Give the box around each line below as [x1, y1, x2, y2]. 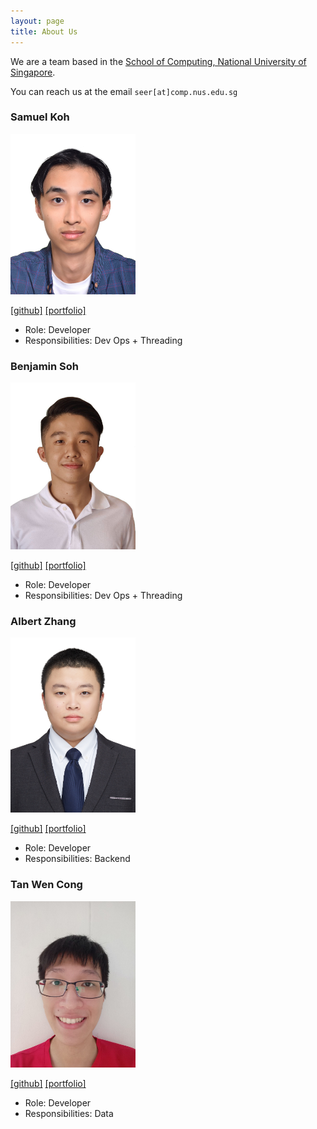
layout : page [10, 16, 65, 26]
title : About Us [10, 26, 78, 37]
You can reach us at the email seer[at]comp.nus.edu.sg [10, 85, 238, 97]
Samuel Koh [10, 110, 70, 124]
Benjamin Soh [10, 360, 80, 373]
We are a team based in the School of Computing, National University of [10, 55, 307, 67]
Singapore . [10, 66, 56, 78]
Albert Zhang [10, 614, 77, 628]
